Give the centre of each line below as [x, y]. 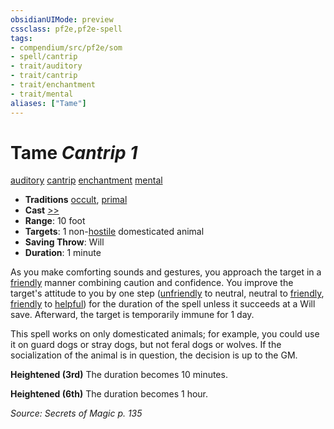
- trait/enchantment [53, 85]
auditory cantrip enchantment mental [86, 180]
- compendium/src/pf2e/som [66, 47]
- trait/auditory [46, 66]
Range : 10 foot [55, 221]
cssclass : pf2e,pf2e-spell [66, 29]
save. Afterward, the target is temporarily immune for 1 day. [132, 315]
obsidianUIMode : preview [62, 19]
